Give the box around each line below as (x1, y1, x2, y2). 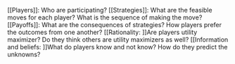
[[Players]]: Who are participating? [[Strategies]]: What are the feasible (7, 6, 212, 14)
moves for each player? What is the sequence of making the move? (7, 13, 203, 22)
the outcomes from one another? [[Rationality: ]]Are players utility (7, 28, 198, 36)
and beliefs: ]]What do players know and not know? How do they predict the (7, 43, 228, 51)
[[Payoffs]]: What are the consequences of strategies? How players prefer (7, 21, 222, 29)
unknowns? (7, 50, 41, 58)
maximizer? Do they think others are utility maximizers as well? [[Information (7, 35, 229, 44)
